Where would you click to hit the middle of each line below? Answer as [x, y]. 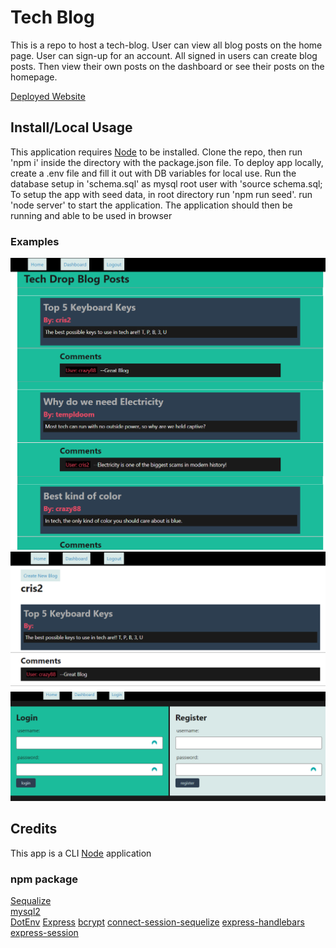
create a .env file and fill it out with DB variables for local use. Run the [153, 173]
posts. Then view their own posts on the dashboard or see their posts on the [167, 66]
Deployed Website [48, 96]
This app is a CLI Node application [81, 853]
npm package [44, 879]
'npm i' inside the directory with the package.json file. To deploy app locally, [167, 162]
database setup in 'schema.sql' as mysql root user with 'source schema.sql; [166, 183]
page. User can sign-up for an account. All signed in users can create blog [164, 55]
